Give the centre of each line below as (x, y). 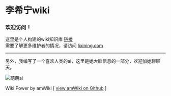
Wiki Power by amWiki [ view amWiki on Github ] (56, 88)
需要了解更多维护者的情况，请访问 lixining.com (54, 45)
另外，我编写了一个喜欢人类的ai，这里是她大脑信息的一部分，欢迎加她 (78, 61)
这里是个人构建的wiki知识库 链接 (39, 39)
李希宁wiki (27, 10)
